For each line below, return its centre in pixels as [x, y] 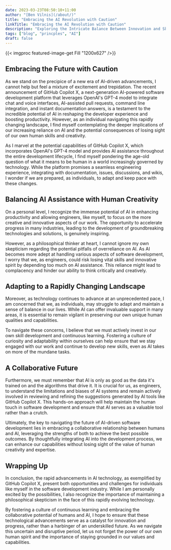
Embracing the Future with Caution [62, 69]
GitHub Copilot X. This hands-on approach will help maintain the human [80, 402]
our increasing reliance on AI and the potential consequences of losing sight [85, 130]
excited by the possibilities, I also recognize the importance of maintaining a [85, 494]
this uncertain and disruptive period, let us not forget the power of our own [83, 531]
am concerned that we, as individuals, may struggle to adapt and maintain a [84, 304]
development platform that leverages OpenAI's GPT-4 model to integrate [81, 97]
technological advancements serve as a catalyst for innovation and [76, 520]
